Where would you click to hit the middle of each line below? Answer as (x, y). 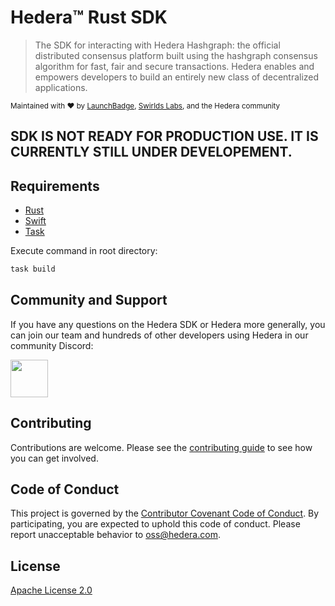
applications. (61, 87)
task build (33, 269)
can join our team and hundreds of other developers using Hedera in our (159, 335)
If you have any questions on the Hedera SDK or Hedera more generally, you (168, 324)
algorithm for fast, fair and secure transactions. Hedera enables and (174, 66)
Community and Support (89, 300)
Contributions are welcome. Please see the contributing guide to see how (161, 447)
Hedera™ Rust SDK (89, 17)
